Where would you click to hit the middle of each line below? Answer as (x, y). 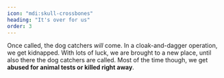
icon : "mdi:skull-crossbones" (50, 13)
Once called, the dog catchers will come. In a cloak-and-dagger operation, (112, 46)
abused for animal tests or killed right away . (71, 67)
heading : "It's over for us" (49, 20)
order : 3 (20, 26)
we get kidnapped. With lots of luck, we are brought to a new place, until (109, 53)
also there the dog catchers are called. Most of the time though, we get (108, 60)
